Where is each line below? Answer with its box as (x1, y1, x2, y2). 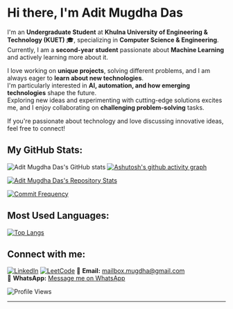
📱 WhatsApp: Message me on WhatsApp (7, 274, 126, 283)
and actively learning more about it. (7, 53, 109, 61)
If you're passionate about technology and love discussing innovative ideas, (7, 117, 224, 125)
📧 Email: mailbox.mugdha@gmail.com (76, 267, 185, 275)
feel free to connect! (7, 124, 66, 133)
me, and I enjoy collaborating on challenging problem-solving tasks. (7, 103, 205, 112)
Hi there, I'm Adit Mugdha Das (7, 5, 184, 21)
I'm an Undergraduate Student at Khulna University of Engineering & (7, 28, 208, 36)
